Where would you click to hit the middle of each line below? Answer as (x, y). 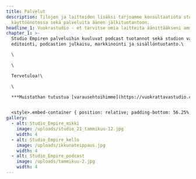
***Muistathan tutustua (40, 97)
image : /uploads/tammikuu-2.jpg (56, 161)
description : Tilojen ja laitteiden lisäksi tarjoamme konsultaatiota (94, 17)
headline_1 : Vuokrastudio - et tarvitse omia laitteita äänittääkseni (94, 28)
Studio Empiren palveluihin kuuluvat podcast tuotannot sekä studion (97, 39)
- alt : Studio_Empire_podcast (48, 156)
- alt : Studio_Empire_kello (45, 140)
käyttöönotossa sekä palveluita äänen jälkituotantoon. (80, 22)
